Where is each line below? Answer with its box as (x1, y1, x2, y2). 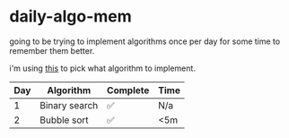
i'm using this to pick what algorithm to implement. (9, 63, 196, 73)
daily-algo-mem (9, 6, 132, 27)
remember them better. (9, 45, 95, 56)
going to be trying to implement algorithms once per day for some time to (9, 36, 281, 47)
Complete (106, 83, 150, 96)
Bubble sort (39, 114, 89, 126)
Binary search (39, 99, 99, 111)
